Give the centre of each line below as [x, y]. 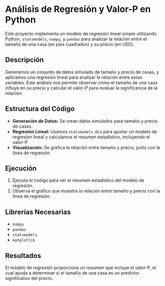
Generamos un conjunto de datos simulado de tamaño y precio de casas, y [82, 72]
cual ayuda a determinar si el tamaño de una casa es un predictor [72, 273]
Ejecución [21, 168]
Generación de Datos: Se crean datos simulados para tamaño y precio [85, 121]
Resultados [23, 256]
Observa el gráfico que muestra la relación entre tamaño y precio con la [86, 191]
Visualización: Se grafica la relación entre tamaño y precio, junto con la [86, 147]
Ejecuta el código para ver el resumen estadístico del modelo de [78, 180]
